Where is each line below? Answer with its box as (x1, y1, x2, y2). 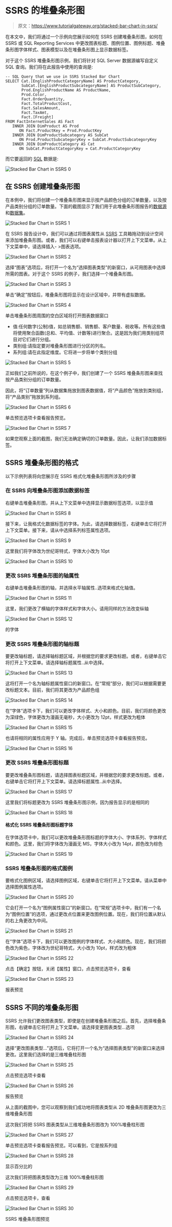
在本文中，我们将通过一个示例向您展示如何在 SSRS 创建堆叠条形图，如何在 (5, 33, 163, 40)
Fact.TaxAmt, (21, 110, 50, 115)
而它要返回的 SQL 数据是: (5, 155, 59, 162)
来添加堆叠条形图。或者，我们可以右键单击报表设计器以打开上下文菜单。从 (5, 237, 162, 243)
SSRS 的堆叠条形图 (5, 5, 85, 16)
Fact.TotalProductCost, (21, 101, 72, 106)
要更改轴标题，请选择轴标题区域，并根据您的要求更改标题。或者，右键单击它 (5, 653, 167, 660)
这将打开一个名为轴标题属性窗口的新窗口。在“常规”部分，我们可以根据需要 (5, 681, 162, 687)
